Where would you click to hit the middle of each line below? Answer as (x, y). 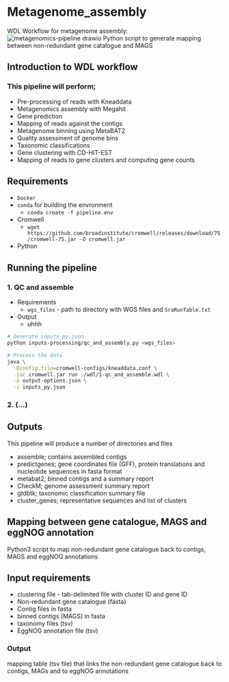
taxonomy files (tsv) (45, 624)
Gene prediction (40, 116)
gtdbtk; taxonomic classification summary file (81, 493)
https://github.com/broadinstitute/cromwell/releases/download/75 (124, 234)
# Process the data (35, 355)
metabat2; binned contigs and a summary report (85, 478)
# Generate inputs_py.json (45, 337)
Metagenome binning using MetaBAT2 (71, 130)
